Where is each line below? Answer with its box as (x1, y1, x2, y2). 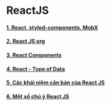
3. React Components (6, 51, 62, 58)
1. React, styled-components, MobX (6, 23, 98, 31)
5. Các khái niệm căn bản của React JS (6, 79, 105, 86)
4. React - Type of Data (6, 65, 65, 72)
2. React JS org (6, 37, 45, 45)
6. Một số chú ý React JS (6, 93, 69, 100)
